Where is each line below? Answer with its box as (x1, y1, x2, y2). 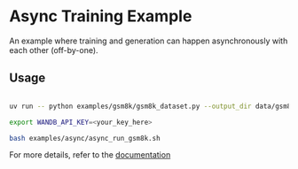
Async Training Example (9, 6, 192, 27)
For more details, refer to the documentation (9, 150, 171, 160)
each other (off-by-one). (9, 44, 99, 55)
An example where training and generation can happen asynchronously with (9, 35, 288, 46)
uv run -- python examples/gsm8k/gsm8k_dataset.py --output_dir (9, 102, 252, 111)
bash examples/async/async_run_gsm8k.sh (9, 134, 161, 142)
